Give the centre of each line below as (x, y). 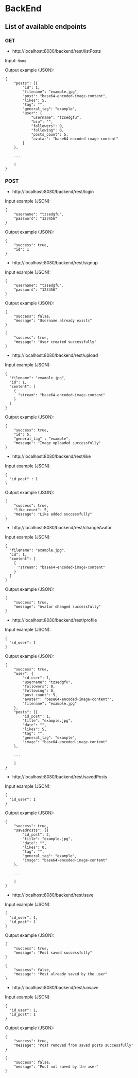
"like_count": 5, (31, 510)
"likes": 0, (35, 848)
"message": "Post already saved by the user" (61, 974)
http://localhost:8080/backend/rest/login (53, 192)
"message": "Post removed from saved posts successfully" (74, 1046)
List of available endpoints (46, 27)
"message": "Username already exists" (53, 321)
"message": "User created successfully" (55, 342)
